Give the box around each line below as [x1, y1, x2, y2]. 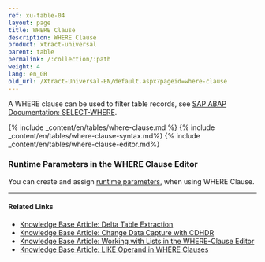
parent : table [8, 48, 55, 56]
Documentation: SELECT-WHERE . [8, 107, 118, 116]
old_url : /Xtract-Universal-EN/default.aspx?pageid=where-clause [8, 77, 227, 85]
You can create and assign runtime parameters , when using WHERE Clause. [8, 176, 255, 186]
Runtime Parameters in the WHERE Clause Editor [8, 159, 199, 170]
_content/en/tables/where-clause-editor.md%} [8, 139, 160, 149]
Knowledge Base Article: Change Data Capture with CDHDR [19, 228, 215, 237]
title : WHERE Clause [8, 26, 77, 34]
